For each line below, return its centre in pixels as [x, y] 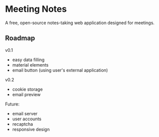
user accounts [27, 119]
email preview [26, 94]
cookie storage [27, 89]
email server [25, 113]
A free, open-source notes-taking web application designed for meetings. [80, 23]
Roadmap [20, 38]
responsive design [31, 129]
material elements [30, 65]
